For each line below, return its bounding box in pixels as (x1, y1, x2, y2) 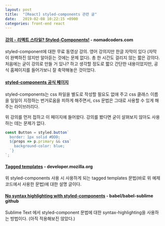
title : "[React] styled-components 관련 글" (5, 12, 97, 17)
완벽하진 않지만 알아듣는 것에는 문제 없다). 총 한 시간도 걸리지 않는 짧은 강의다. (10, 55, 160, 61)
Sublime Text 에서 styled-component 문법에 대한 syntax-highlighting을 (5, 210, 146, 216)
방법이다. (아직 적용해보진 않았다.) (10, 216, 75, 222)
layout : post (5, 7, 32, 12)
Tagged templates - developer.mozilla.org (5, 163, 93, 169)
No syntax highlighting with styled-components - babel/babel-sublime (5, 193, 154, 198)
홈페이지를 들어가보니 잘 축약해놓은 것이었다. (10, 67, 96, 73)
